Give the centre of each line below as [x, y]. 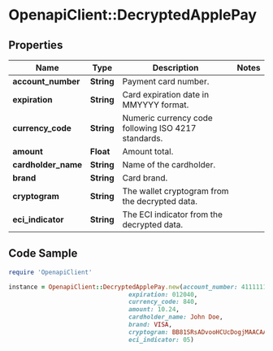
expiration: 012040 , [163, 294]
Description [175, 68]
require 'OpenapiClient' [50, 272]
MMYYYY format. [156, 105]
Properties [36, 45]
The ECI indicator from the [173, 214]
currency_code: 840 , [163, 302]
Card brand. [145, 178]
